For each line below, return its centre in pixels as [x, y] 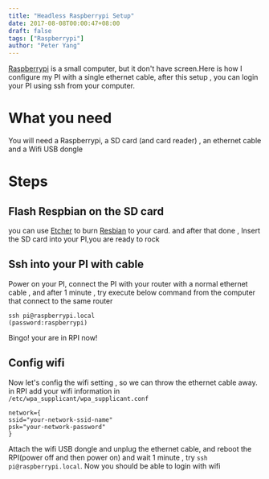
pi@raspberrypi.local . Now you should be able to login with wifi [114, 466]
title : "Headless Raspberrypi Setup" [71, 16]
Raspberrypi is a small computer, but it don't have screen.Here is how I [125, 68]
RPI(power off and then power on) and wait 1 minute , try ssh [108, 457]
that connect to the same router [61, 301]
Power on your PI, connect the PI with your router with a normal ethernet [128, 283]
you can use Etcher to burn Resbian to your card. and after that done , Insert [134, 231]
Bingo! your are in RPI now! [53, 337]
